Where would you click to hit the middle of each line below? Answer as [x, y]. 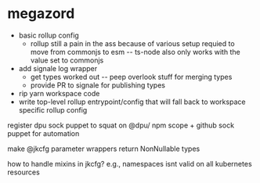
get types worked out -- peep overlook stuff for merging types [131, 77]
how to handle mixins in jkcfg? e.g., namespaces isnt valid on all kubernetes [130, 163]
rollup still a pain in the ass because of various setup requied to [133, 43]
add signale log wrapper [58, 68]
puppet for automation [43, 133]
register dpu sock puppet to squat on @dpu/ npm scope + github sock [121, 125]
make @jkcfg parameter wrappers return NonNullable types [104, 149]
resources [23, 172]
